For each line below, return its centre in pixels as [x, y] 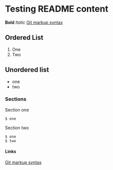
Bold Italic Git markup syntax [34, 22]
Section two [17, 128]
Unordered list [27, 70]
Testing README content [57, 9]
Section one [17, 110]
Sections [16, 99]
